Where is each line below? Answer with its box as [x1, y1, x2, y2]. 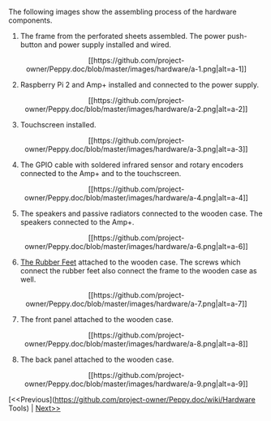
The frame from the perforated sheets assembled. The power [19, 32, 226, 41]
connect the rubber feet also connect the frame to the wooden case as [19, 266, 257, 275]
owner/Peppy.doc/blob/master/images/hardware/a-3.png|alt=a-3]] [24, 144, 248, 153]
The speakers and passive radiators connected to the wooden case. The [19, 208, 263, 218]
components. [8, 15, 53, 25]
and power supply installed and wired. [44, 40, 172, 49]
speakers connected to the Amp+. [19, 217, 135, 226]
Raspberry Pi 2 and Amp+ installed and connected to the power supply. [19, 80, 260, 89]
